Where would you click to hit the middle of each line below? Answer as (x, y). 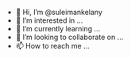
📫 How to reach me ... (52, 46)
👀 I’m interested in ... (49, 20)
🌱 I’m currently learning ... (58, 29)
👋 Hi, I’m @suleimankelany (59, 12)
